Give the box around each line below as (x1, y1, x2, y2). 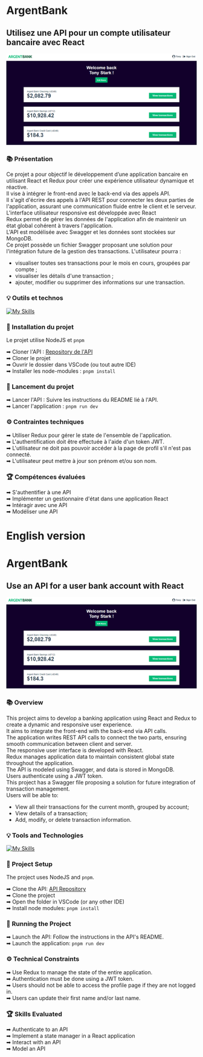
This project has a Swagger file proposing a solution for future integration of (6, 778, 196, 786)
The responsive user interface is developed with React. (6, 746, 144, 754)
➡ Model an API (6, 1045, 46, 1052)
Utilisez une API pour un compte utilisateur (6, 28, 171, 38)
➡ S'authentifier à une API (6, 488, 71, 496)
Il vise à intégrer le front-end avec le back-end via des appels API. (6, 190, 171, 197)
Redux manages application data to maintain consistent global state (6, 753, 175, 760)
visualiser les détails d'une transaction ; (14, 273, 114, 280)
